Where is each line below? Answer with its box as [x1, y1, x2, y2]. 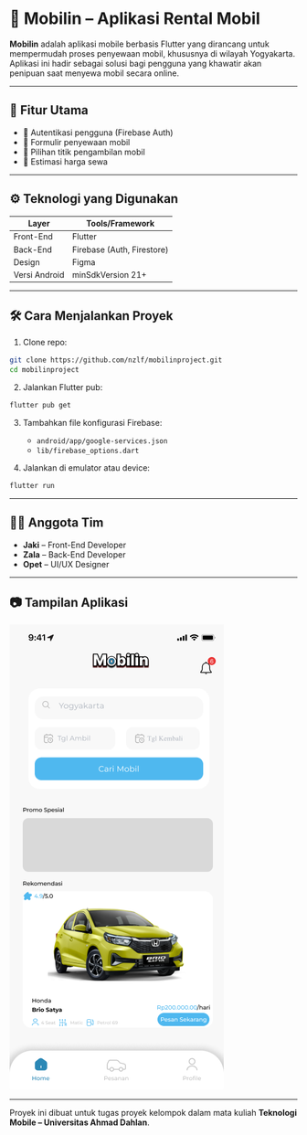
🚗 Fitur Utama [9, 102, 89, 118]
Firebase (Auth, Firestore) [71, 244, 169, 255]
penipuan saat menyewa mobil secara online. [9, 68, 180, 79]
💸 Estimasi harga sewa [22, 155, 108, 167]
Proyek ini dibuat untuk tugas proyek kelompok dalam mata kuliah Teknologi [9, 1107, 297, 1118]
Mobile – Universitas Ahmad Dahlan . [9, 1117, 150, 1128]
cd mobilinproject [9, 366, 79, 375]
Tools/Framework [86, 218, 155, 229]
